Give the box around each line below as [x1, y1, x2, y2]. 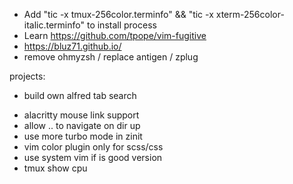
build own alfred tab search [23, 90, 137, 101]
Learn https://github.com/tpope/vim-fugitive [23, 30, 207, 41]
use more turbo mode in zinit [23, 130, 143, 142]
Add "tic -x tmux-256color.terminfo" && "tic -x [23, 9, 214, 20]
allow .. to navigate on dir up [23, 120, 141, 131]
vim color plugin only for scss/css [23, 141, 164, 153]
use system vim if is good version [23, 152, 163, 163]
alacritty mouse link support [23, 109, 140, 121]
